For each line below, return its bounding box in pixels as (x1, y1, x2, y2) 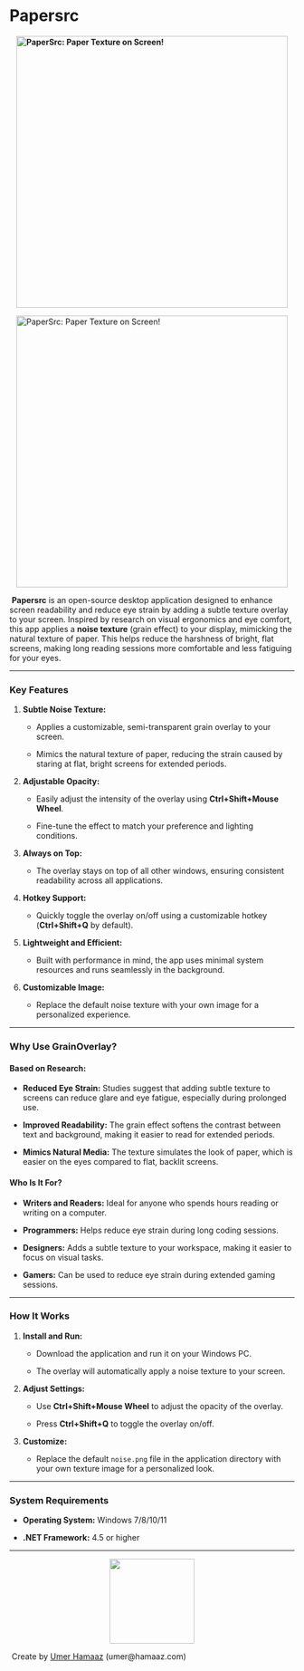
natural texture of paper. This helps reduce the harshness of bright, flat (9, 633, 274, 644)
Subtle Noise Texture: (22, 704, 107, 715)
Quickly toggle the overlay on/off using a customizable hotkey (35, 910, 268, 921)
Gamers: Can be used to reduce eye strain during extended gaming (22, 1269, 276, 1280)
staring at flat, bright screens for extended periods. (35, 758, 227, 770)
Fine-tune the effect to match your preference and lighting (35, 821, 253, 831)
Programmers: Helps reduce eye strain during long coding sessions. (22, 1224, 279, 1235)
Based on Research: (9, 1062, 87, 1073)
